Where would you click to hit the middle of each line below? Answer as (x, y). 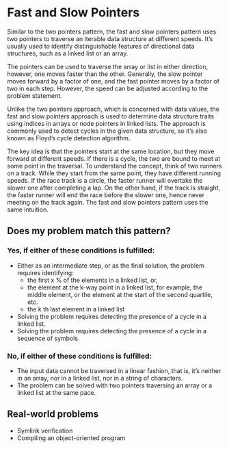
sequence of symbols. (48, 338)
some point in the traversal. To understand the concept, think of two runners (114, 166)
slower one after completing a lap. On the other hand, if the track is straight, (114, 188)
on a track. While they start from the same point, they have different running (114, 173)
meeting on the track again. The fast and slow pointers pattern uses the (108, 202)
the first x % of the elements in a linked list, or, (93, 280)
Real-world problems (53, 414)
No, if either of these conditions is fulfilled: (80, 356)
